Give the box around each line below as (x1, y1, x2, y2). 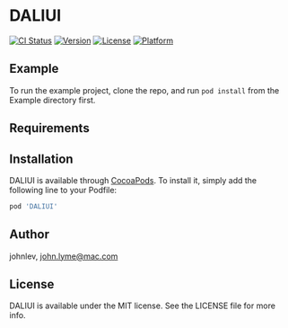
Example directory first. (9, 94, 96, 105)
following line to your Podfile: (9, 184, 118, 195)
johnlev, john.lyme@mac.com (9, 251, 118, 262)
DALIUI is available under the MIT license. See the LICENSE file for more (9, 300, 276, 311)
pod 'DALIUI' (9, 201, 58, 211)
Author (9, 226, 49, 243)
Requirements (9, 120, 90, 136)
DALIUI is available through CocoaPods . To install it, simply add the (9, 174, 257, 185)
